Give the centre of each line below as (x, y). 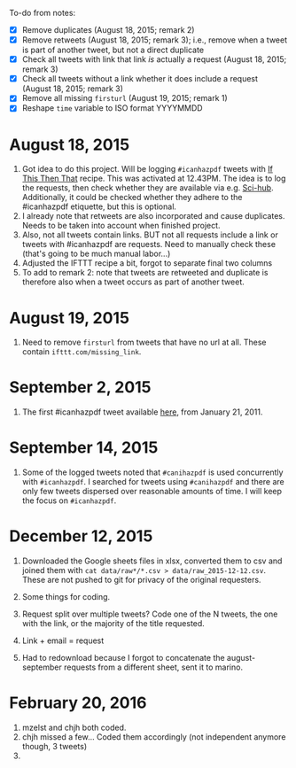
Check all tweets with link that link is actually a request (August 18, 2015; (154, 59)
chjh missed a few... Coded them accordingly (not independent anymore (154, 737)
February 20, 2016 (78, 703)
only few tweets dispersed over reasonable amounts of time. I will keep (152, 492)
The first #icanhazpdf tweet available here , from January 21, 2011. (142, 412)
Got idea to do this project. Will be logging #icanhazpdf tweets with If (147, 169)
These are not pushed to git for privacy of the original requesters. (141, 580)
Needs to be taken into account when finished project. (121, 226)
